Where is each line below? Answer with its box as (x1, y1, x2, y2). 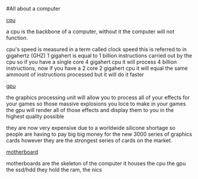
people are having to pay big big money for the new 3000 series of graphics (6, 130, 193, 138)
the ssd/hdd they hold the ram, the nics (6, 166, 103, 173)
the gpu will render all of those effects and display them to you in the (6, 107, 174, 113)
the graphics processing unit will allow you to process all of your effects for (6, 94, 190, 101)
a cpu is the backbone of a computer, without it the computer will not (6, 28, 175, 35)
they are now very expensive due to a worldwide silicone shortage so (6, 124, 176, 131)
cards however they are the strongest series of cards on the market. (6, 137, 173, 144)
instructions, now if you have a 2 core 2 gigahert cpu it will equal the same (6, 65, 188, 72)
